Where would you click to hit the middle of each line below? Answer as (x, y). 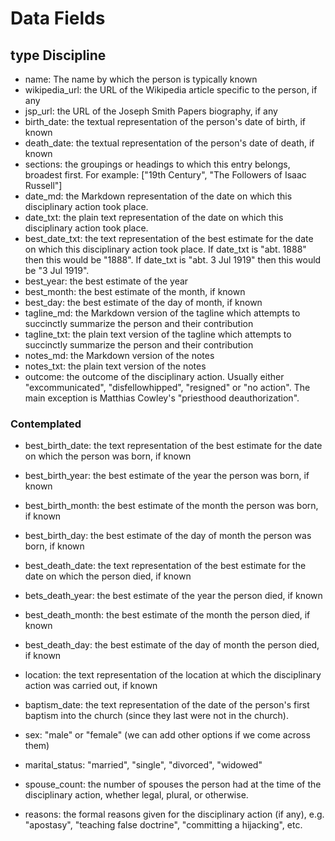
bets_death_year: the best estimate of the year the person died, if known (173, 596)
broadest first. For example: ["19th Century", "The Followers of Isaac (165, 175)
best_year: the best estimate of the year (106, 281)
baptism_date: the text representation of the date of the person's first (167, 705)
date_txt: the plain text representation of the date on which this (154, 217)
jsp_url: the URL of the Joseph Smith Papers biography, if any (151, 111)
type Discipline (58, 55)
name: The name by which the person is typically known (141, 79)
